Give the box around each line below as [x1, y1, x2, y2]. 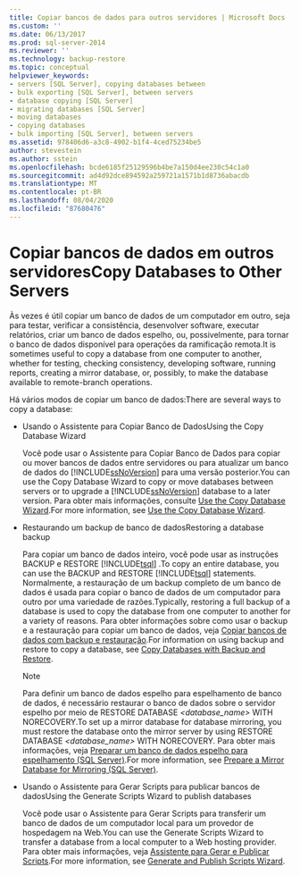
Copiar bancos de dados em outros [9, 242, 275, 263]
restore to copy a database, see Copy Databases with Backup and [21, 644, 266, 654]
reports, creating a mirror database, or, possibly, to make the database [9, 367, 269, 378]
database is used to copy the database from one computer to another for [21, 605, 291, 617]
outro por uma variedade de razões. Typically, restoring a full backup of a [21, 596, 290, 607]
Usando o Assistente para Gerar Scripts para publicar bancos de [21, 781, 261, 792]
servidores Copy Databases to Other [9, 261, 283, 282]
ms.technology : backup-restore [9, 55, 126, 63]
